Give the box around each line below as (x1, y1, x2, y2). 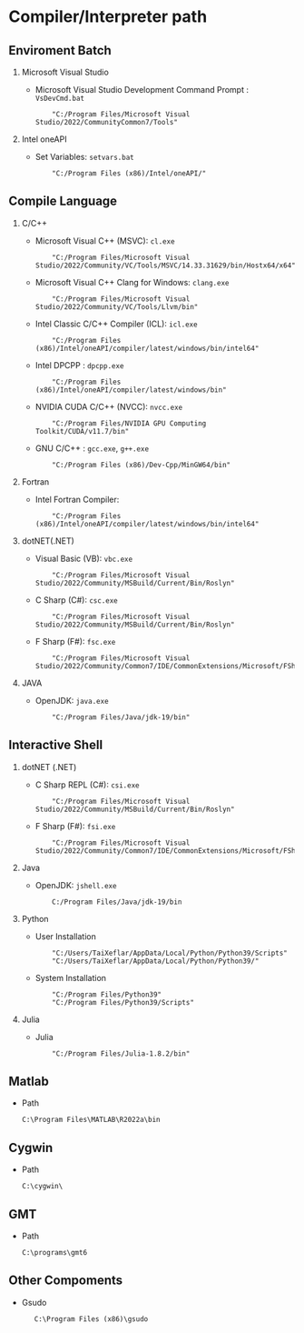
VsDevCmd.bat (34, 94, 85, 103)
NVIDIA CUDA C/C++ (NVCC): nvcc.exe (34, 401, 183, 412)
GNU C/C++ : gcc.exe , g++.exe (34, 443, 150, 454)
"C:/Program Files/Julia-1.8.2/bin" (52, 1048, 191, 1058)
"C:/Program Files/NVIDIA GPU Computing (52, 418, 207, 428)
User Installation (34, 930, 96, 942)
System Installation (34, 972, 106, 983)
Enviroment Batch (8, 43, 113, 58)
